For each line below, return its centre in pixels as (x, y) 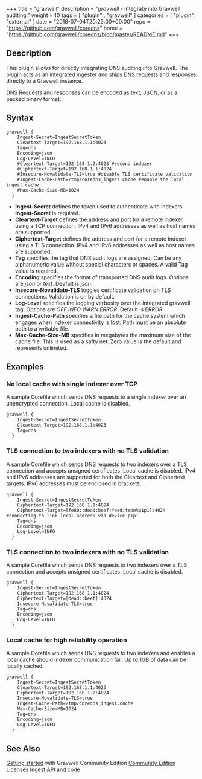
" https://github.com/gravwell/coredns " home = (65, 28)
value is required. (36, 271)
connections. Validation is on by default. (65, 296)
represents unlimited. (41, 347)
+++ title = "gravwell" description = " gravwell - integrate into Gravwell (93, 9)
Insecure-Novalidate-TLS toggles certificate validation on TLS (93, 290)
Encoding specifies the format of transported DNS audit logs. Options (102, 277)
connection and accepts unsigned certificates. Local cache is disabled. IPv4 (101, 470)
